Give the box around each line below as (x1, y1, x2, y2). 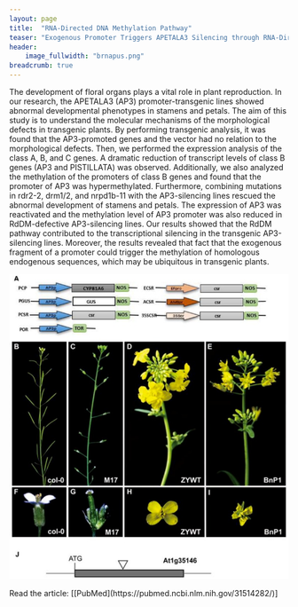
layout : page (9, 14, 58, 23)
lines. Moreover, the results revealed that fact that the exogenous (43, 238, 282, 248)
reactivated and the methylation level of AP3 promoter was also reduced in (9, 209, 282, 219)
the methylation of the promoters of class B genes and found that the (9, 171, 262, 182)
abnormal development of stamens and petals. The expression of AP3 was (9, 200, 282, 210)
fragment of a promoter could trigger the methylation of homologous (9, 247, 260, 257)
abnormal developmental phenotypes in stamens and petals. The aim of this (9, 106, 286, 115)
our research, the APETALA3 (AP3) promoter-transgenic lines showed (9, 96, 264, 106)
